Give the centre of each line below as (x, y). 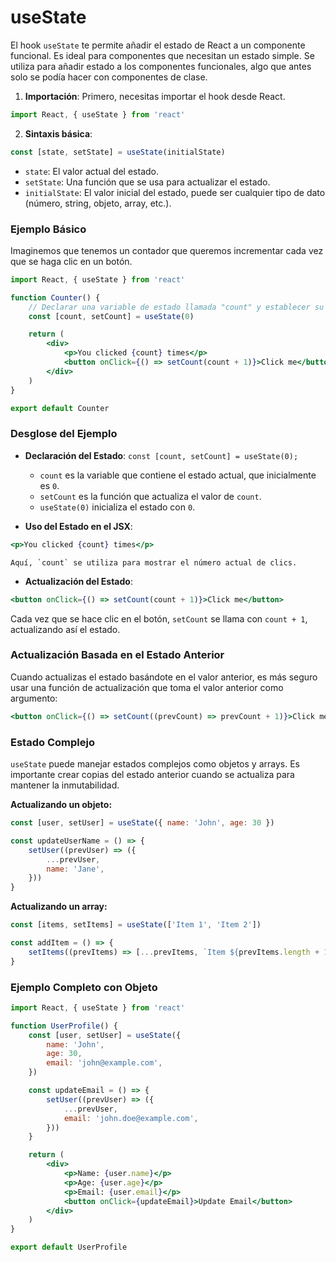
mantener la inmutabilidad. (65, 785)
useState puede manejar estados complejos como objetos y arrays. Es (155, 764)
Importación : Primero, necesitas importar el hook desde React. (155, 96)
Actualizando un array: (59, 907)
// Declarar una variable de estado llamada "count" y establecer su (176, 307)
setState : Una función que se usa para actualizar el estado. (147, 182)
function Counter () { (55, 297)
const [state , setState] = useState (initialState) (118, 152)
